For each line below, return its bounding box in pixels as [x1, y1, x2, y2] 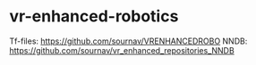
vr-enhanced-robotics [9, 6, 179, 27]
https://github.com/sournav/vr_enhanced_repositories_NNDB [9, 45, 235, 55]
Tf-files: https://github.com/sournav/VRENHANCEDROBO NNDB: [9, 36, 248, 46]
